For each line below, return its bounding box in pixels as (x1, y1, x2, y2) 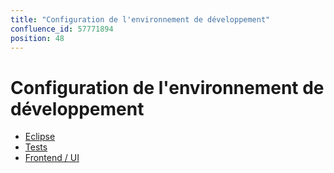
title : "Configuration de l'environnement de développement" (10, 14, 271, 25)
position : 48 (10, 33, 65, 43)
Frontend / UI (24, 152, 80, 164)
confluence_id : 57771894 (10, 24, 114, 34)
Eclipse (24, 131, 56, 143)
